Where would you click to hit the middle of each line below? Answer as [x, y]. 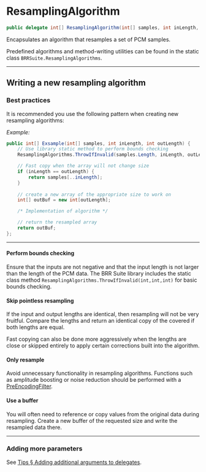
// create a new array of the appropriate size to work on [94, 195]
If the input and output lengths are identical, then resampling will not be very [103, 314]
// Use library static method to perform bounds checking [93, 149]
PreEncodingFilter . [30, 386]
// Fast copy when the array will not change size [83, 166]
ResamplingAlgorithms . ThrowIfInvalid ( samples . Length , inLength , [101, 155]
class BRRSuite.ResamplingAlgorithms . [54, 58]
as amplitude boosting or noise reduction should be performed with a [94, 380]
